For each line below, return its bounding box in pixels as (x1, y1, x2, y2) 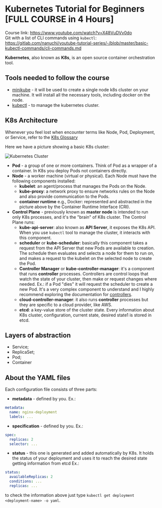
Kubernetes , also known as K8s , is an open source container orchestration (5, 54, 155, 60)
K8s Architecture (5, 116, 58, 125)
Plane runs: (12, 219, 35, 225)
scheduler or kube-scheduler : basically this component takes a (19, 240, 147, 246)
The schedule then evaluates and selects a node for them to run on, (19, 250, 154, 256)
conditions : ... (9, 479, 42, 484)
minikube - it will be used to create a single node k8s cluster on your (12, 86, 149, 93)
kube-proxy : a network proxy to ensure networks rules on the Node (19, 188, 155, 194)
